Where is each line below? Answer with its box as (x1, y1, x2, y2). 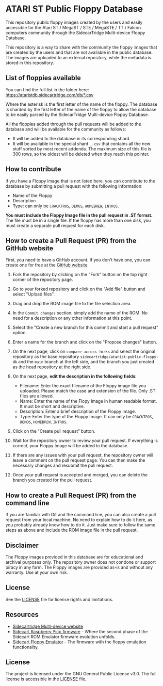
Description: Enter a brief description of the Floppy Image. (19, 408, 136, 414)
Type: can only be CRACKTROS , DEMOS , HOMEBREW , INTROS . (12, 203, 119, 209)
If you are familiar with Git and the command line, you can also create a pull (5, 512, 156, 518)
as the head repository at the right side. (12, 364, 92, 370)
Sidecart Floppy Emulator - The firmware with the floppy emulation (12, 639, 147, 645)
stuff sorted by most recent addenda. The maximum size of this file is (12, 146, 152, 151)
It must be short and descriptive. (19, 404, 85, 409)
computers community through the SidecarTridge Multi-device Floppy (5, 30, 145, 35)
